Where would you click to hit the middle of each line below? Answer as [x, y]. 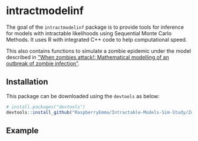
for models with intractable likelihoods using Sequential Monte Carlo [89, 33]
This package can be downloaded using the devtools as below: [83, 96]
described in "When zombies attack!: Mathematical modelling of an [88, 57]
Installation [27, 82]
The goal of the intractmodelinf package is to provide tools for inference [95, 27]
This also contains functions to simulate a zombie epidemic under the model [99, 51]
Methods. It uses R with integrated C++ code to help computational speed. [97, 39]
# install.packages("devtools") [46, 107]
